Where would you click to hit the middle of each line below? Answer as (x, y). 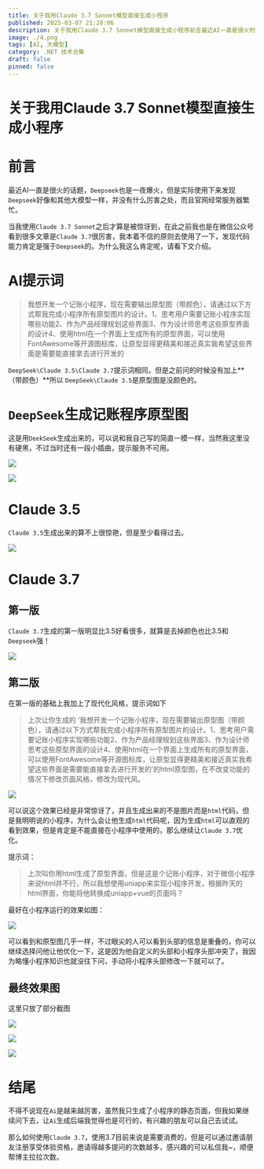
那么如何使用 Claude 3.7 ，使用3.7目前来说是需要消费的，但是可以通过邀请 (127, 1138)
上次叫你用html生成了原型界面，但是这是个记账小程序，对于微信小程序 (141, 873)
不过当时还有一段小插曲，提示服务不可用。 (104, 448)
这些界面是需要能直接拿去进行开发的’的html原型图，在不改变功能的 (142, 769)
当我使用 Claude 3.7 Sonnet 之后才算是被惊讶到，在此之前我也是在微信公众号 (131, 226)
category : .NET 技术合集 (46, 52)
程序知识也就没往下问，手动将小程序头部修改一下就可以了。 (132, 960)
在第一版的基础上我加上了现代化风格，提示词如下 (87, 703)
